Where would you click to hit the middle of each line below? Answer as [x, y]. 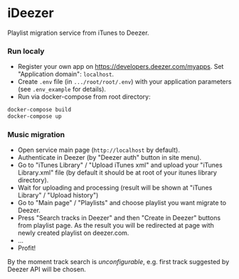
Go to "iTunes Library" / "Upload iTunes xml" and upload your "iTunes [120, 165]
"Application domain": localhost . [66, 74]
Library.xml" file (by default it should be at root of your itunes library [117, 173]
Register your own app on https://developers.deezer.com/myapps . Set [121, 67]
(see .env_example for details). [62, 89]
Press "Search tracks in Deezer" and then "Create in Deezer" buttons [119, 218]
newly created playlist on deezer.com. [73, 233]
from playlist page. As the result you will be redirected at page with [116, 226]
